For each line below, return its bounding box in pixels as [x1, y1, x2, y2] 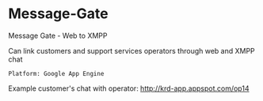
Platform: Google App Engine [8, 69, 105, 77]
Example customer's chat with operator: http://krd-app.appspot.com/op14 [8, 84, 250, 93]
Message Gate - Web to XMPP [8, 31, 108, 40]
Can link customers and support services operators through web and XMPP [8, 46, 255, 55]
